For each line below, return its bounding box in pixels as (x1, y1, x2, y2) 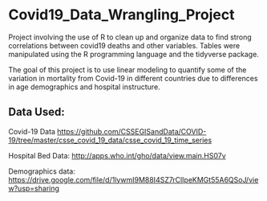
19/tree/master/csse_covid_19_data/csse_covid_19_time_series (8, 135, 212, 145)
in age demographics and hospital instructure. (8, 82, 160, 92)
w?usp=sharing (8, 183, 60, 193)
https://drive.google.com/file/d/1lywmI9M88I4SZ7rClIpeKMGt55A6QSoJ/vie (8, 174, 259, 184)
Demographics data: (8, 166, 76, 176)
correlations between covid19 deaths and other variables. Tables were (8, 40, 241, 50)
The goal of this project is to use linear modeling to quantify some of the (8, 64, 247, 74)
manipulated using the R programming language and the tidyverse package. (8, 49, 259, 59)
